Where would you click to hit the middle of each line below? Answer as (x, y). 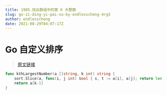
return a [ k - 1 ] (29, 83)
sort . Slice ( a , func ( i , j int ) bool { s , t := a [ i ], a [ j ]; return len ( (89, 79)
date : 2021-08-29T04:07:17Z (34, 24)
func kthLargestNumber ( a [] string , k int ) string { (60, 74)
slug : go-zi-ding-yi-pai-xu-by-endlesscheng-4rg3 (58, 14)
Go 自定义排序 (34, 50)
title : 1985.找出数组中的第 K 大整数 (41, 10)
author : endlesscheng (28, 19)
